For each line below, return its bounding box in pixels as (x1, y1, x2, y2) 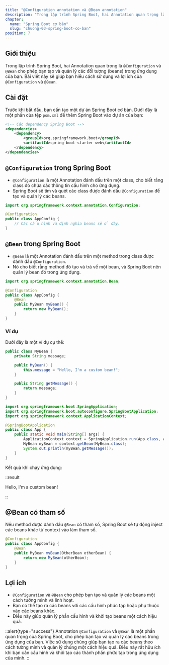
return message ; (23, 386, 57, 391)
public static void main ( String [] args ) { (14, 432, 105, 437)
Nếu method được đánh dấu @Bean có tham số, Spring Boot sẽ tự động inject (5, 521, 163, 528)
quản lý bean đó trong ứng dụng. (12, 269, 81, 275)
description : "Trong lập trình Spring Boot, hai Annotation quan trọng (5, 12, 158, 17)
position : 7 (5, 31, 30, 36)
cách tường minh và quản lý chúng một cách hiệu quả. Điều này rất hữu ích (5, 644, 161, 650)
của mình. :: (5, 655, 30, 661)
